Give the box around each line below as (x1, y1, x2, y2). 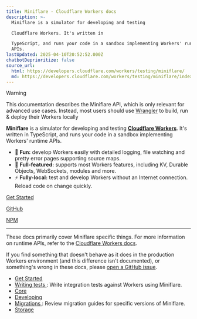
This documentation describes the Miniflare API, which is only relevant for (6, 101, 185, 108)
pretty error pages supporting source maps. (14, 155, 121, 162)
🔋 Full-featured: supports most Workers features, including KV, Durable (14, 161, 189, 168)
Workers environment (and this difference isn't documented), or (6, 257, 160, 264)
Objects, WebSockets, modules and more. (14, 167, 116, 174)
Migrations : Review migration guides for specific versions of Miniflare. (14, 300, 186, 307)
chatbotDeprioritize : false (6, 57, 75, 63)
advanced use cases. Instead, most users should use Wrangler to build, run (6, 107, 189, 115)
